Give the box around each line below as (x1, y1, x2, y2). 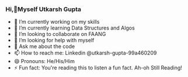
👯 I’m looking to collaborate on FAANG (13, 31, 106, 38)
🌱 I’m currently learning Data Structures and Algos (13, 24, 135, 31)
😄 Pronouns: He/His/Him (13, 58, 75, 65)
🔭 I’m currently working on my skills (13, 19, 100, 25)
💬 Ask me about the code (13, 43, 75, 50)
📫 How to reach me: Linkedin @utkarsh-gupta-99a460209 (13, 49, 157, 57)
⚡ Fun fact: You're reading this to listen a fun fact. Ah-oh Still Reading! (13, 64, 182, 71)
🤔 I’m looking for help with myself (13, 37, 95, 44)
